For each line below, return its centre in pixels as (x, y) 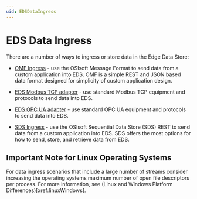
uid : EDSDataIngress (31, 11)
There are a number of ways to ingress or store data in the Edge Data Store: (98, 57)
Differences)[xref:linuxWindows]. (46, 190)
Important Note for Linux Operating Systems (89, 158)
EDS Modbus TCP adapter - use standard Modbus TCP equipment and (100, 92)
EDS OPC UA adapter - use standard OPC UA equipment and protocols (100, 109)
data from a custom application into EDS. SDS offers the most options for (103, 133)
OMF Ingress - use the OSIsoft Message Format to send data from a (96, 68)
